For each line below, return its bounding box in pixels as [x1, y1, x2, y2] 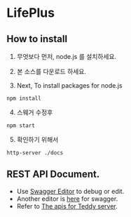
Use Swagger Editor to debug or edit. [16, 187, 125, 195]
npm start [6, 122, 36, 129]
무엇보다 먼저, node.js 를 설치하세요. [16, 53, 117, 60]
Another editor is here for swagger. [16, 195, 118, 203]
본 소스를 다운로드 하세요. [16, 67, 87, 75]
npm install [6, 95, 41, 102]
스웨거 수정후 [16, 108, 53, 117]
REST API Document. [6, 169, 100, 180]
